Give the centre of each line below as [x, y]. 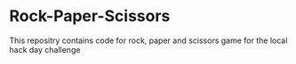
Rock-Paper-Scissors [90, 16]
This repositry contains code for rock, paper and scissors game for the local [148, 40]
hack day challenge [45, 49]
